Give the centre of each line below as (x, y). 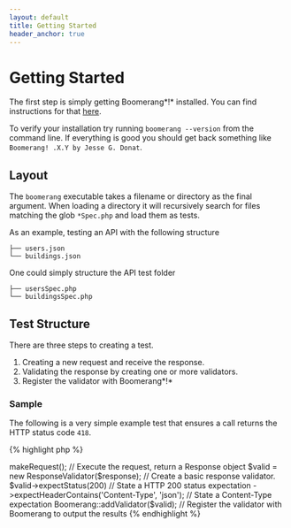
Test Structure (50, 324)
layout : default (39, 17)
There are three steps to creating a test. (81, 345)
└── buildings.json (45, 256)
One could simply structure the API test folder (92, 273)
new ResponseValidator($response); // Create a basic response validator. (142, 476)
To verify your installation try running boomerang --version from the (132, 128)
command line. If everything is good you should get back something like (140, 138)
